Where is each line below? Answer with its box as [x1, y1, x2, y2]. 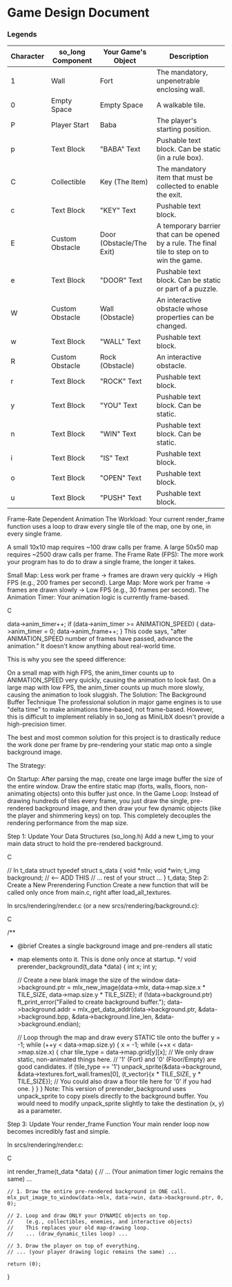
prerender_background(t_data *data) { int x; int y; [17, 962, 157, 971]
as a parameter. [17, 1107, 62, 1115]
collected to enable [156, 182, 219, 191]
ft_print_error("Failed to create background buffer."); [17, 998, 166, 1006]
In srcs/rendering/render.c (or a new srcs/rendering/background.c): [7, 902, 200, 910]
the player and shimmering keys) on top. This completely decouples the [7, 811, 211, 820]
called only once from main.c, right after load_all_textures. [7, 889, 172, 897]
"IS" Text [99, 454, 129, 463]
